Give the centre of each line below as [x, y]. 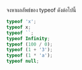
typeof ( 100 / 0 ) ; [29, 44]
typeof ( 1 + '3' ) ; [29, 50]
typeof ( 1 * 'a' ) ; [29, 55]
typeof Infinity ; [28, 38]
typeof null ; [23, 61]
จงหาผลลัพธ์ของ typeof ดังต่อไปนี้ [41, 10]
